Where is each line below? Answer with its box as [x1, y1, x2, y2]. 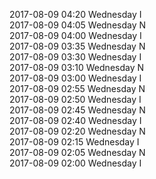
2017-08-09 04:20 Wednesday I [9, 9, 142, 20]
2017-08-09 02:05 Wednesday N [9, 147, 146, 158]
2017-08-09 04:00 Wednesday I [9, 30, 142, 41]
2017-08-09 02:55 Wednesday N [9, 83, 146, 94]
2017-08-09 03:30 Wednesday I [9, 51, 142, 63]
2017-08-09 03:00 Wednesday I [9, 72, 142, 84]
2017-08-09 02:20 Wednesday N [9, 125, 146, 137]
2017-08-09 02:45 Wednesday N [9, 104, 146, 116]
